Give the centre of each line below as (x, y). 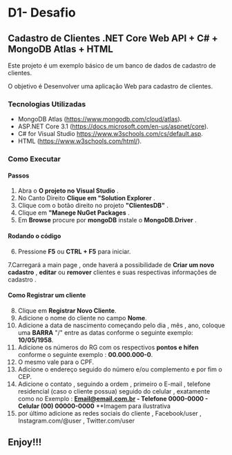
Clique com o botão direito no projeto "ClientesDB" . (93, 206)
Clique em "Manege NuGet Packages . (74, 213)
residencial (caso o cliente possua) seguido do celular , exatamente (114, 391)
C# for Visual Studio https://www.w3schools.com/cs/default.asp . (110, 134)
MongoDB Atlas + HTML (60, 49)
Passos (19, 175)
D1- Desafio (42, 13)
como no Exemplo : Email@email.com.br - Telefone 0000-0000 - (113, 398)
